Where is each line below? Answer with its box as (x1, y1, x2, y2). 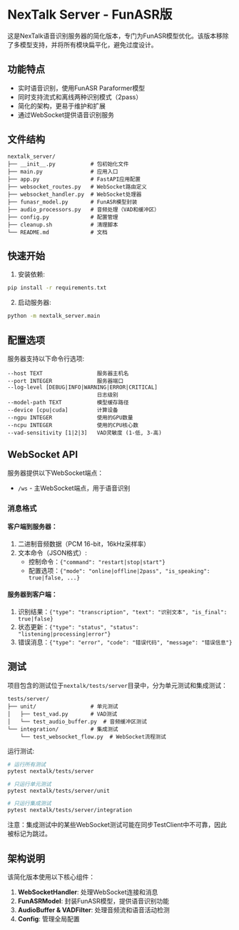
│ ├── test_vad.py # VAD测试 (7, 710, 118, 718)
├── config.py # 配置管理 (7, 214, 119, 221)
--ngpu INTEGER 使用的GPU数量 (7, 414, 133, 421)
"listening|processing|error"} (17, 631, 111, 638)
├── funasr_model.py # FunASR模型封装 (7, 198, 138, 206)
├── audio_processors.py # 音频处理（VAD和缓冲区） (7, 206, 160, 213)
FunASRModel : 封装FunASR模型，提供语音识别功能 (17, 896, 170, 905)
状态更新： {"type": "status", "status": (17, 623, 139, 631)
